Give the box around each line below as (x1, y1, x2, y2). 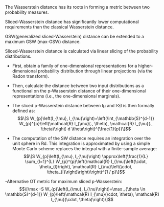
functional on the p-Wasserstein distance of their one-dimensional (12, 88, 146, 93)
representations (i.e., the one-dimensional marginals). (12, 93, 121, 99)
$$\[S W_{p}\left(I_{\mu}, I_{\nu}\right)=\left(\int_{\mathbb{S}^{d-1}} (17, 115, 155, 121)
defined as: (12, 108, 35, 114)
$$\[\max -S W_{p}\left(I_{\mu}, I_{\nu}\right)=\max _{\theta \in (19, 186, 145, 192)
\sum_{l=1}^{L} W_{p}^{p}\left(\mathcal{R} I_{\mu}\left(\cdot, (24, 159, 147, 164)
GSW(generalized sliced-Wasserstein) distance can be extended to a (5, 34, 144, 39)
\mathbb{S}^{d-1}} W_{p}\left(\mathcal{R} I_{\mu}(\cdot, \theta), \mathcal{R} (5, 191, 160, 197)
